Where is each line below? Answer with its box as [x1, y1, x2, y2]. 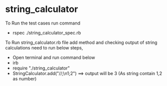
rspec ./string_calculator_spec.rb [12, 29, 81, 35]
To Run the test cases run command [5, 20, 81, 26]
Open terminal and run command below [12, 54, 95, 60]
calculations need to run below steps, [5, 44, 83, 50]
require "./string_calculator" [12, 65, 70, 71]
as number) [12, 75, 37, 81]
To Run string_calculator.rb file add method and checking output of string [5, 39, 157, 45]
